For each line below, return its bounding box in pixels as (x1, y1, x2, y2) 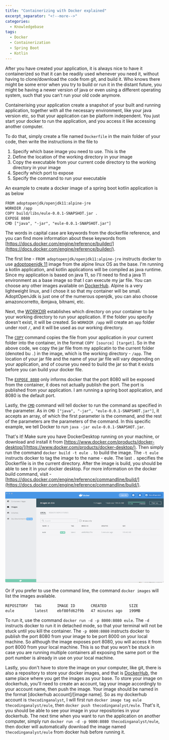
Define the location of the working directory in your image (12, 154, 133, 160)
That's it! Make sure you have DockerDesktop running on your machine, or (5, 433, 160, 439)
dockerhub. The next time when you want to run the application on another (5, 713, 161, 719)
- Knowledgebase (10, 24, 44, 29)
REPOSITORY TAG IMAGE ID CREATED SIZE (5, 603, 138, 608)
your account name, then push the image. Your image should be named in (5, 686, 158, 692)
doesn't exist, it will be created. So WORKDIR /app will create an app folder (5, 319, 155, 325)
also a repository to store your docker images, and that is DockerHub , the (5, 670, 157, 676)
